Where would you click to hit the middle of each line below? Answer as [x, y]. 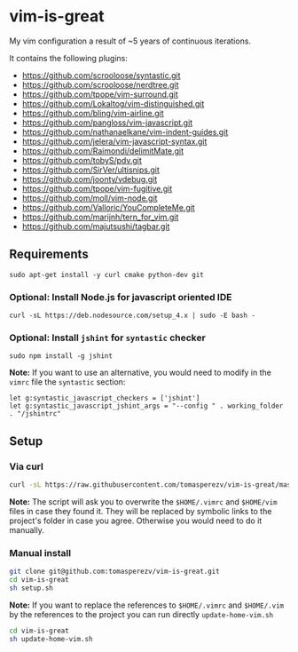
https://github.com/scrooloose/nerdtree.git [100, 84]
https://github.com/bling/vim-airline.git [93, 113]
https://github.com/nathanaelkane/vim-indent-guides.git [125, 131]
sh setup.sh [31, 588]
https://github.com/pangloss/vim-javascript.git [107, 123]
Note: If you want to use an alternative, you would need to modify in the [141, 373]
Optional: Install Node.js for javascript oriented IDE [121, 297]
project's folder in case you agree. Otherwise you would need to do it [136, 521]
